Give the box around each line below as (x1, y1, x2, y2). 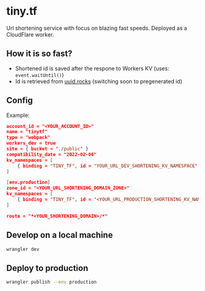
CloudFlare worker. (6, 30, 54, 38)
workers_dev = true (6, 140, 56, 147)
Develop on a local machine (6, 230, 113, 240)
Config (6, 96, 33, 106)
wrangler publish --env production (6, 279, 97, 286)
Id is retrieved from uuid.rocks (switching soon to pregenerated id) (15, 77, 183, 85)
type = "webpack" (6, 135, 51, 141)
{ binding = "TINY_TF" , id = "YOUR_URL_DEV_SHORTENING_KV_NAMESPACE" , (17, 163, 201, 169)
